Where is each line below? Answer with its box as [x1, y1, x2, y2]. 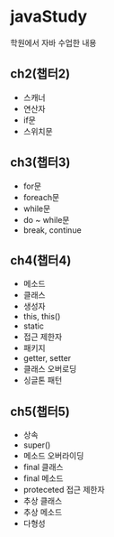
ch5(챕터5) [10, 403, 71, 419]
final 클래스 [22, 462, 64, 473]
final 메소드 [22, 473, 64, 484]
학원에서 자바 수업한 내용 [10, 37, 97, 48]
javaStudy [10, 6, 88, 27]
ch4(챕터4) [10, 253, 72, 268]
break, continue [22, 224, 82, 236]
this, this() [22, 311, 61, 322]
